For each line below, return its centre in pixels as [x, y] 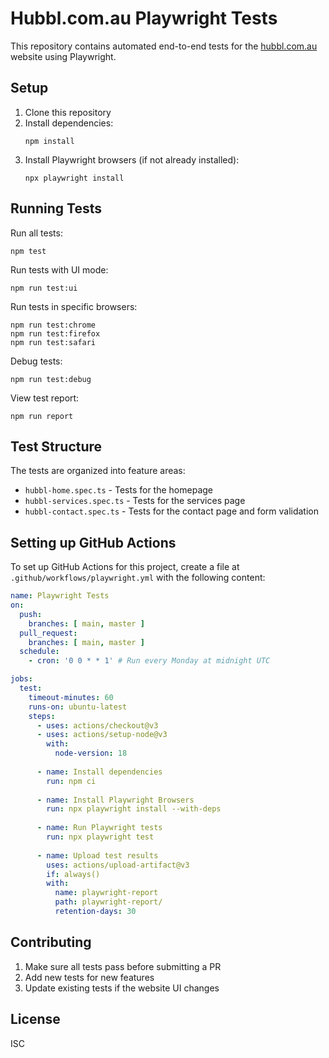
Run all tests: [36, 233]
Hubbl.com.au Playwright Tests [144, 18]
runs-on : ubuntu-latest [78, 707]
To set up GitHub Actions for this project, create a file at [125, 567]
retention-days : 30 [95, 912]
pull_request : [48, 633]
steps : [42, 716]
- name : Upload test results [97, 855]
